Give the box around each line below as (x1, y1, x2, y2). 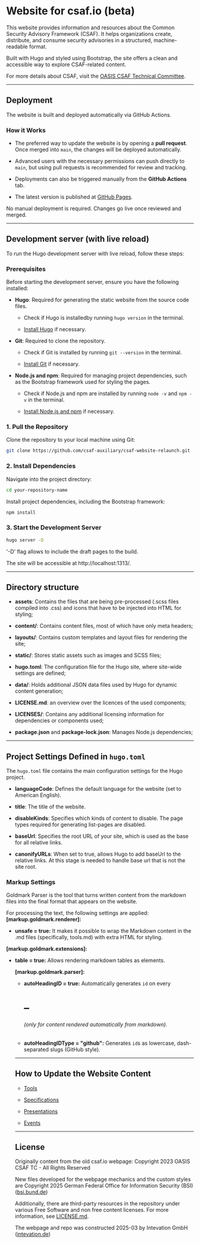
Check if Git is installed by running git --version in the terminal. (23, 349, 182, 356)
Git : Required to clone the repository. (14, 337, 106, 344)
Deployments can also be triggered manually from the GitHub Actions (14, 175, 187, 183)
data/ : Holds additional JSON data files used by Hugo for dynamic (14, 681, 177, 689)
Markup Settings (6, 878, 55, 887)
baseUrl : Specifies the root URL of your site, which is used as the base (14, 832, 189, 840)
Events (23, 1119, 40, 1126)
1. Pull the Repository (6, 422, 68, 431)
